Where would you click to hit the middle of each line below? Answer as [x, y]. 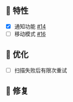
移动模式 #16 [30, 34]
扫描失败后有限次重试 [40, 70]
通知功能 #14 [30, 26]
